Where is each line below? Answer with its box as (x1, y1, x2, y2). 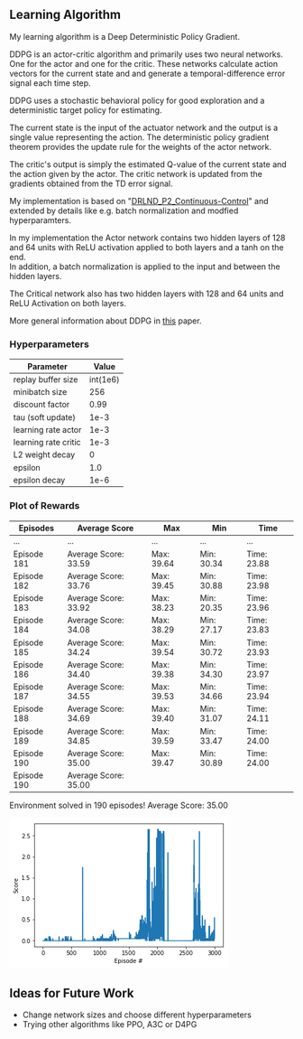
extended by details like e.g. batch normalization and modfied (9, 205, 239, 216)
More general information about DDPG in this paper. (9, 315, 202, 326)
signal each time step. (9, 77, 92, 89)
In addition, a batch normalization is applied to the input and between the (9, 261, 281, 272)
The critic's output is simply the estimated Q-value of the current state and (9, 158, 287, 170)
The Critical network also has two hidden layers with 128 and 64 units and (9, 288, 284, 299)
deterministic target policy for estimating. (9, 104, 162, 116)
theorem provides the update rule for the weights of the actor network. (9, 141, 272, 152)
